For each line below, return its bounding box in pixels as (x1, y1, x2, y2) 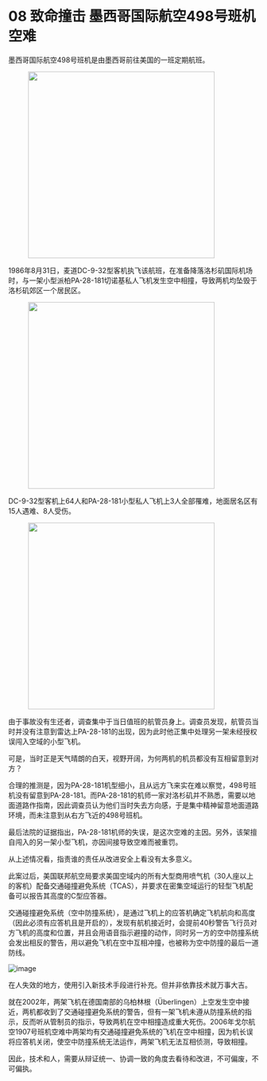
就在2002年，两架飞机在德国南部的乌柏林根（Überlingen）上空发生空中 (8, 997, 243, 1006)
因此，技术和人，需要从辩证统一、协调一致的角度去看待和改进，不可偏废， (8, 1053, 252, 1063)
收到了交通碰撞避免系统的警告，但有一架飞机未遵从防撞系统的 (42, 1007, 245, 1016)
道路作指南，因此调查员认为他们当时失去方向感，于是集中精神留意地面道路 (14, 800, 259, 809)
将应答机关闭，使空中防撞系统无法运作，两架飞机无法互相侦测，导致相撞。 (8, 1036, 252, 1046)
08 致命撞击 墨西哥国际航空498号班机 (8, 7, 256, 25)
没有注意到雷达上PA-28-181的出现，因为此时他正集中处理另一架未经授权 (21, 727, 257, 736)
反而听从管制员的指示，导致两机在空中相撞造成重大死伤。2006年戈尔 (21, 1016, 249, 1026)
